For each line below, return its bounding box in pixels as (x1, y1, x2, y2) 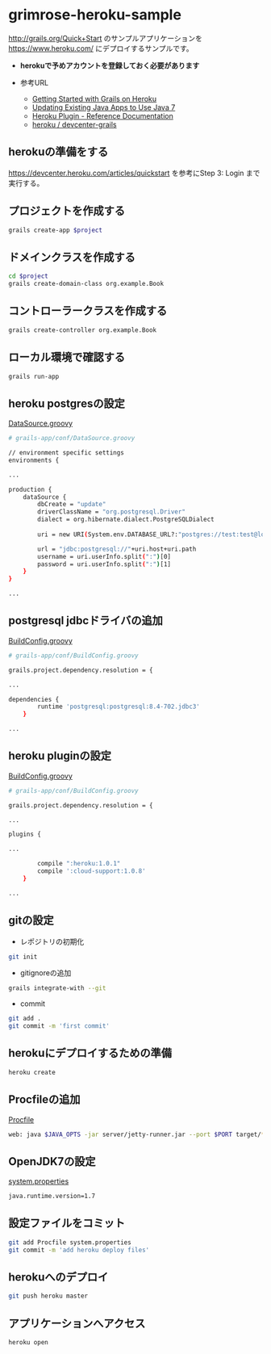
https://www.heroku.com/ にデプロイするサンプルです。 (8, 43, 194, 53)
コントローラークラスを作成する (8, 304, 168, 318)
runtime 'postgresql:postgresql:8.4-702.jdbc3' (37, 702, 200, 711)
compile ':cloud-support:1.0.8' (37, 867, 147, 875)
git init (8, 953, 38, 961)
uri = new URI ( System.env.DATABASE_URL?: (37, 530, 179, 539)
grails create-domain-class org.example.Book (8, 280, 164, 288)
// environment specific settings (8, 449, 125, 457)
